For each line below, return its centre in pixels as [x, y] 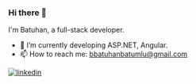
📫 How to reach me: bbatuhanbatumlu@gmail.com [104, 54]
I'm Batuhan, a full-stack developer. [66, 30]
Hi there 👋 [28, 13]
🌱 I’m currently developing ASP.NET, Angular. [94, 45]
